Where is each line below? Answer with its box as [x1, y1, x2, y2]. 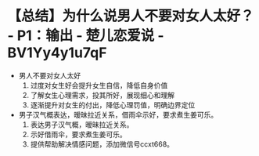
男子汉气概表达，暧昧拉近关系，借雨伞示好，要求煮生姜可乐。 [18, 110, 218, 119]
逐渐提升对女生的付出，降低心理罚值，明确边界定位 [30, 100, 196, 110]
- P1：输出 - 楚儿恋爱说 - [7, 27, 165, 45]
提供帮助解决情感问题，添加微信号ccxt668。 [30, 139, 174, 149]
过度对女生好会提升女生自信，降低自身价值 [30, 80, 168, 90]
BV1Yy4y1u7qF [7, 44, 107, 62]
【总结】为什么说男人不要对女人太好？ [7, 7, 255, 25]
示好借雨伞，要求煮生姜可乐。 [30, 129, 127, 139]
